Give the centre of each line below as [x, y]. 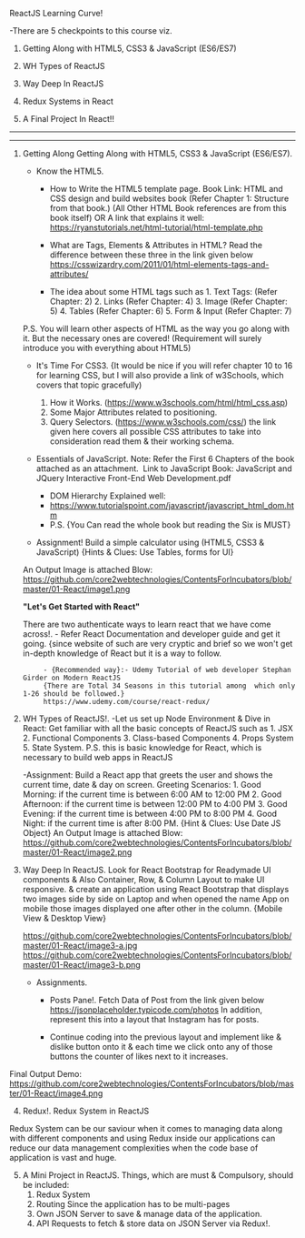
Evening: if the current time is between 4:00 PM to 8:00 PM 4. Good [150, 814]
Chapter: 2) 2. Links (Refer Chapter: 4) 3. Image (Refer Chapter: [168, 301]
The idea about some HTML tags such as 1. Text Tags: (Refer [164, 292]
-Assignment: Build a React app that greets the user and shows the [148, 775]
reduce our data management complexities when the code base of [134, 1148]
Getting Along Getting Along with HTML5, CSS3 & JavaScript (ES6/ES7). [157, 153]
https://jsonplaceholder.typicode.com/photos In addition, [156, 1010]
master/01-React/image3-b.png [81, 965]
